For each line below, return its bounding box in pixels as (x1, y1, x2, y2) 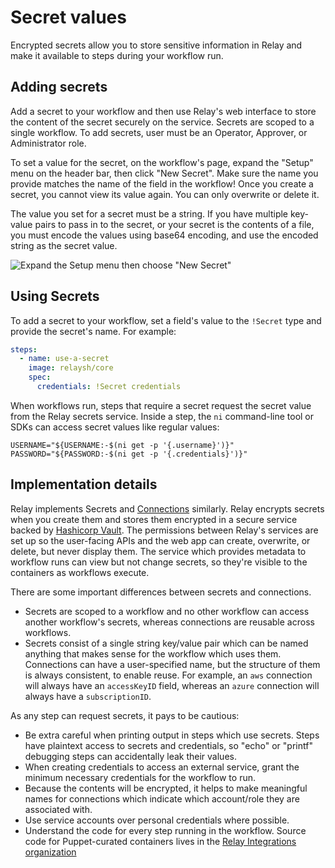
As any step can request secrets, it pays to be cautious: (10, 709, 240, 721)
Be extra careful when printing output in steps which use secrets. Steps (24, 729, 320, 741)
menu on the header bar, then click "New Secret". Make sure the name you (10, 167, 319, 179)
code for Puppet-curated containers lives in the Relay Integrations (24, 835, 297, 847)
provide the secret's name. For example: (10, 325, 177, 337)
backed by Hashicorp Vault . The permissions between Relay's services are (10, 524, 319, 536)
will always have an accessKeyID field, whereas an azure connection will (24, 679, 320, 691)
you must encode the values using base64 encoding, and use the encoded (10, 229, 319, 241)
